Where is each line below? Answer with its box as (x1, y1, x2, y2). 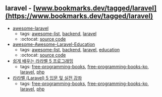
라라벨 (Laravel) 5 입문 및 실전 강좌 (12, 75, 82, 81)
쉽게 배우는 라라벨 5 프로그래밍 (12, 58, 74, 64)
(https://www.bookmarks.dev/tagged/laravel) (5, 12, 153, 21)
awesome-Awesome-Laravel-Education (12, 41, 95, 47)
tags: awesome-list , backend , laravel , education (20, 46, 120, 52)
